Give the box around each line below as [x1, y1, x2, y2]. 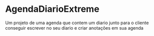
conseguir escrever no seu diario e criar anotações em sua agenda [5, 25, 144, 31]
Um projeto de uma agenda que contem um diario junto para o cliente [5, 20, 149, 26]
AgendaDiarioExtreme [5, 3, 99, 15]
